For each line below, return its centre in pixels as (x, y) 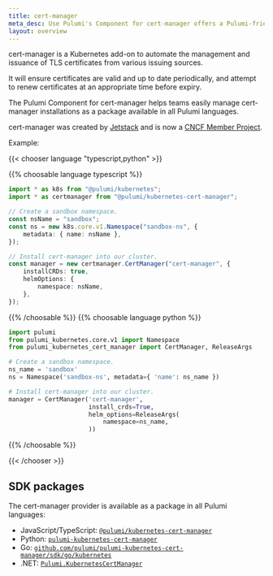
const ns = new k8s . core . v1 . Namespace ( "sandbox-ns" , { (103, 227)
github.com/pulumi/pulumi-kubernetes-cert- (109, 548)
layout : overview (38, 31)
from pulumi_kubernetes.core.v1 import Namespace (94, 340)
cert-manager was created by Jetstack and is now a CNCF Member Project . (135, 128)
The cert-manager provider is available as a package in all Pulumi (118, 505)
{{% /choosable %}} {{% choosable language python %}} (105, 317)
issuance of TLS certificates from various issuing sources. (106, 63)
